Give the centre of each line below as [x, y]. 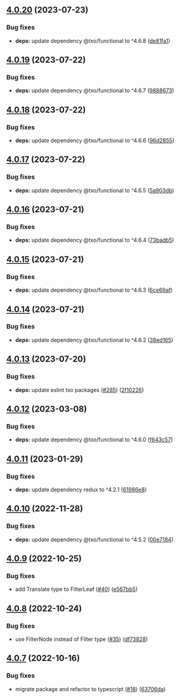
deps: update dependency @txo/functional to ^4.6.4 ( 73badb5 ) [95, 240]
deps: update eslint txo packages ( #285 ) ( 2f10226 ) [80, 389]
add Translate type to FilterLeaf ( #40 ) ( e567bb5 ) [76, 589]
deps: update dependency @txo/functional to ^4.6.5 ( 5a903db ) [95, 190]
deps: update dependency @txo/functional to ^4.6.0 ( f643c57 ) [94, 440]
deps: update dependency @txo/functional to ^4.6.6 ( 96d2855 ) [95, 140]
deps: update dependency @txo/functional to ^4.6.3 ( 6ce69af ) [94, 290]
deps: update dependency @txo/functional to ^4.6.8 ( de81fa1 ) [93, 41]
